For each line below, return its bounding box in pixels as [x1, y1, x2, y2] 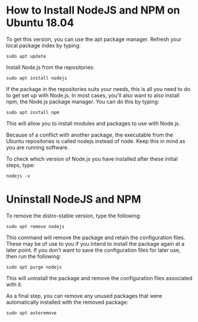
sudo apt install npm [6, 109, 60, 115]
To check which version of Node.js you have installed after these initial [6, 155, 178, 162]
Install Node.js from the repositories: [6, 63, 95, 71]
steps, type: [6, 161, 35, 168]
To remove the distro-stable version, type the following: [6, 212, 141, 219]
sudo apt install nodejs [6, 75, 67, 81]
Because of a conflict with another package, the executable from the [6, 131, 173, 138]
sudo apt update [6, 53, 46, 59]
